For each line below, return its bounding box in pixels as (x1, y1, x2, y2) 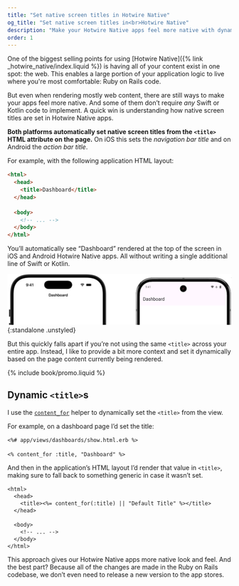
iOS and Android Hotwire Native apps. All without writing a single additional (7, 252, 228, 260)
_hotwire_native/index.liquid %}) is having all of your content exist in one (7, 62, 221, 71)
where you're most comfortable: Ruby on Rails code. (7, 77, 161, 86)
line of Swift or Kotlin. (7, 259, 70, 268)
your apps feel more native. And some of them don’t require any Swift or (7, 98, 220, 107)
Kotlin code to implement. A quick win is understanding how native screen (7, 106, 225, 115)
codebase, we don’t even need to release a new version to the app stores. (7, 570, 225, 579)
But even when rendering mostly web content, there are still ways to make (7, 91, 225, 100)
